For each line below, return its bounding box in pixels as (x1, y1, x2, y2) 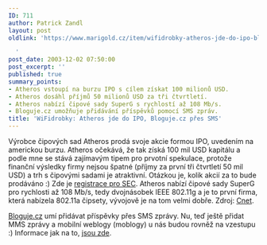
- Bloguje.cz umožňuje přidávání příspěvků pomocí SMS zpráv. (8, 107, 219, 115)
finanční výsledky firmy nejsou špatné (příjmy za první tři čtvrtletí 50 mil (8, 162, 244, 171)
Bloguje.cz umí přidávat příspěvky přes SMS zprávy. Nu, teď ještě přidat (8, 212, 245, 220)
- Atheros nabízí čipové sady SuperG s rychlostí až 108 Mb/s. (8, 100, 222, 108)
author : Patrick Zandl (8, 19, 83, 27)
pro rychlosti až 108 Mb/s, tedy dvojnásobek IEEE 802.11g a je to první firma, (8, 188, 258, 196)
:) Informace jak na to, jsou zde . (8, 228, 112, 237)
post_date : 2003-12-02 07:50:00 (8, 56, 115, 64)
